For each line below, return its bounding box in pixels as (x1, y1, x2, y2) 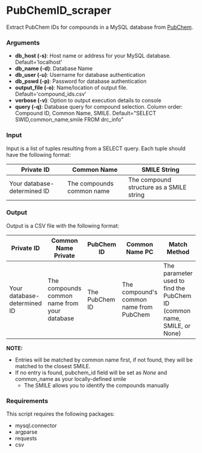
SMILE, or (163, 321, 191, 330)
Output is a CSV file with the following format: (6, 222, 120, 229)
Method (166, 248, 190, 256)
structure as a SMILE (128, 183, 187, 191)
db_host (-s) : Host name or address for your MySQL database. (14, 52, 171, 59)
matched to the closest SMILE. (14, 362, 91, 369)
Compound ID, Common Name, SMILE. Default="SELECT (14, 109, 156, 117)
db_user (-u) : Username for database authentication (14, 71, 145, 79)
